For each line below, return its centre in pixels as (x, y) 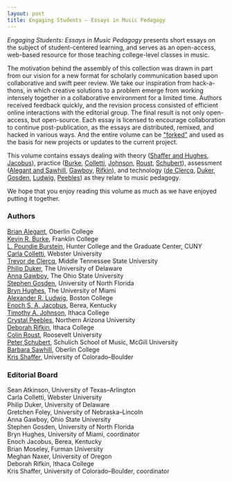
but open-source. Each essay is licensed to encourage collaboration (128, 119)
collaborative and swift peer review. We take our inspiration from (99, 83)
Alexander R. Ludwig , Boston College (60, 298)
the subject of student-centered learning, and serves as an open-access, (111, 47)
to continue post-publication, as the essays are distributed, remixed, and (111, 127)
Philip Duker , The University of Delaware (65, 268)
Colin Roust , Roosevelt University (55, 335)
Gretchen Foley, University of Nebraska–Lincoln (75, 412)
